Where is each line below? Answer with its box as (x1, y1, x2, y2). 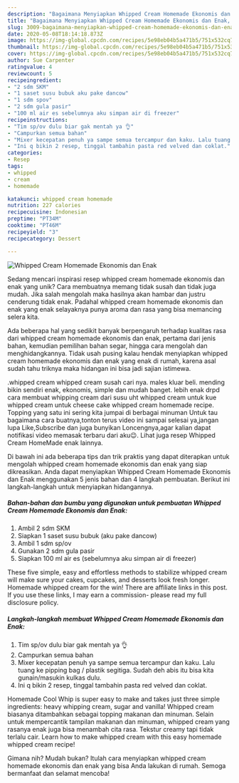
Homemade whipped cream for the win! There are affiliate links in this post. (7, 583, 228, 592)
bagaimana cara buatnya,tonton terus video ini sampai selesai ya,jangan (7, 416, 219, 424)
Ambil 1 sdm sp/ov (17, 539, 72, 548)
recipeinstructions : (7, 116, 69, 123)
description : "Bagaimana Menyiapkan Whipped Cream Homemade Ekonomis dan (7, 10, 231, 18)
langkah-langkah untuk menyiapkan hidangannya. (7, 482, 154, 491)
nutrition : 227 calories (7, 202, 81, 209)
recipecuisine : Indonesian (7, 209, 87, 216)
